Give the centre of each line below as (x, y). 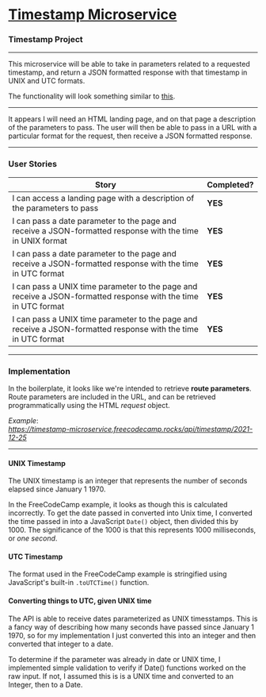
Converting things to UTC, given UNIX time (80, 601)
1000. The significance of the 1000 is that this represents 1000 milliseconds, (132, 530)
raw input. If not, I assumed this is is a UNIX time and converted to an (121, 676)
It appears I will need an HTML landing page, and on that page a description (132, 119)
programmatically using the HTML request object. (89, 406)
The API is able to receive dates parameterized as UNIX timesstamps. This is (133, 618)
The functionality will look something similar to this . (92, 96)
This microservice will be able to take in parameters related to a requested (129, 64)
